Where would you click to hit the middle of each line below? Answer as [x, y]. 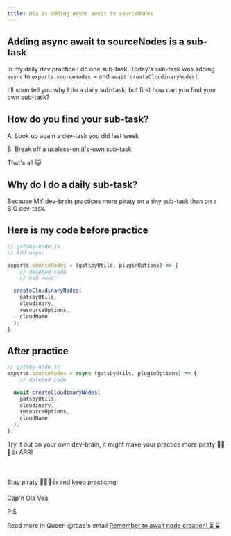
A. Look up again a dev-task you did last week [73, 136]
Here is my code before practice [78, 231]
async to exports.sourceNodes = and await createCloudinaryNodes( [103, 76]
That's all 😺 [24, 163]
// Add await [38, 278]
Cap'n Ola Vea [28, 498]
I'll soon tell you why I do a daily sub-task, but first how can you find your [112, 90]
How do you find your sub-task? [78, 119]
